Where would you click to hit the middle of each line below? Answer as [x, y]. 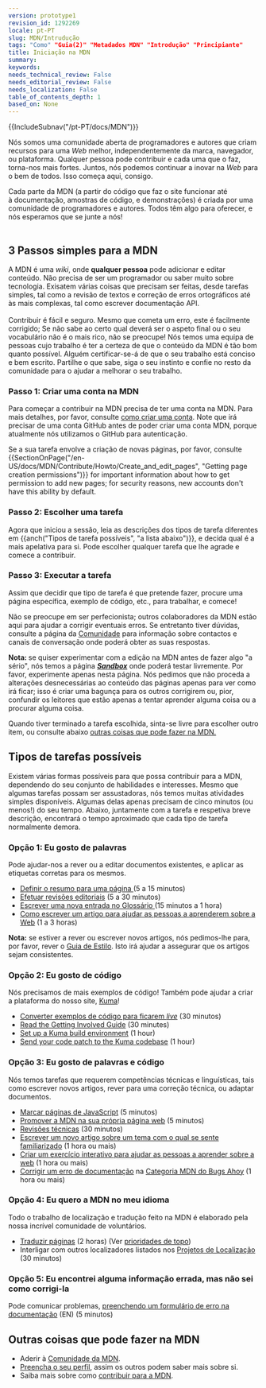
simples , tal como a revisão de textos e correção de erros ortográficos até [129, 294]
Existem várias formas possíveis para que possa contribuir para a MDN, [125, 776]
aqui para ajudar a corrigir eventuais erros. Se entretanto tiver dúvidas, [124, 625]
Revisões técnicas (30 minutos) [71, 1129]
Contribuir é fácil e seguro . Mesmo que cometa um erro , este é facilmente [129, 320]
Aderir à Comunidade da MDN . [70, 1358]
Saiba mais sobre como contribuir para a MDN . [96, 1375]
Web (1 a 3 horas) [48, 922]
